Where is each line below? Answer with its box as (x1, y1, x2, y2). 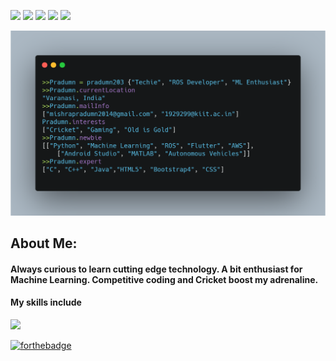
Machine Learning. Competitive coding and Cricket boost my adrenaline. (10, 273, 319, 285)
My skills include (10, 296, 82, 309)
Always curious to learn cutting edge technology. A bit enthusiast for (10, 263, 303, 275)
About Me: (10, 235, 78, 252)
